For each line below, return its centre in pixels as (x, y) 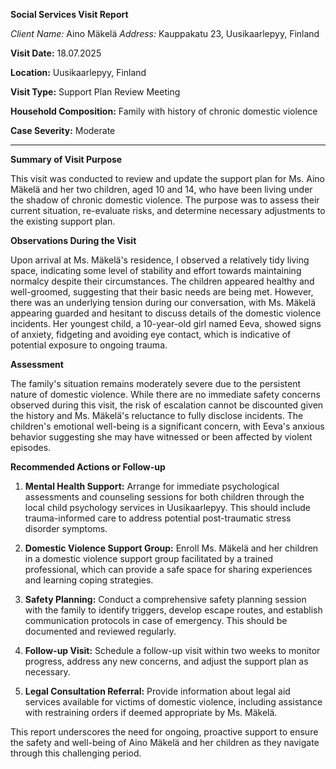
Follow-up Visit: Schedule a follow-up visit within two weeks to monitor (172, 650)
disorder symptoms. (66, 528)
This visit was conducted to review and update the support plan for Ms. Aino (167, 178)
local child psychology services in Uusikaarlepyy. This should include (167, 507)
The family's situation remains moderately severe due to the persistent (156, 383)
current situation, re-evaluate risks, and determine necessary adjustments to (168, 210)
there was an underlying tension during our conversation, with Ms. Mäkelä (163, 302)
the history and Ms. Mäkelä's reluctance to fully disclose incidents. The (157, 415)
